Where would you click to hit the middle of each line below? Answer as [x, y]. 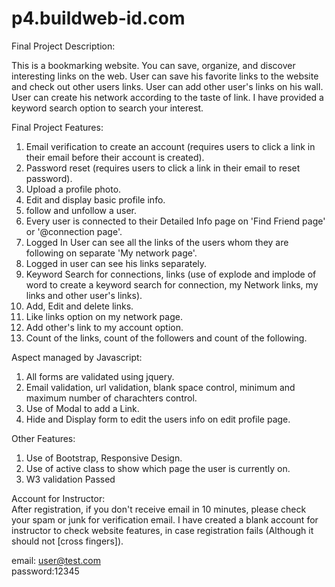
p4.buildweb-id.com [98, 18]
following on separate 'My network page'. [111, 253]
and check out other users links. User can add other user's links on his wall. [167, 86]
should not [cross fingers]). [67, 541]
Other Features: [43, 438]
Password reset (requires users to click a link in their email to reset [163, 168]
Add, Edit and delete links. [79, 306]
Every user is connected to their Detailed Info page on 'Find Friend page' [175, 221]
